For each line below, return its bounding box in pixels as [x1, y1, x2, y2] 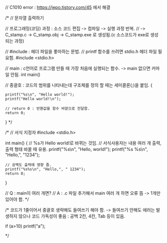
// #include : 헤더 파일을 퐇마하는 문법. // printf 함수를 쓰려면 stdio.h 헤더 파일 [5, 49, 157, 54]
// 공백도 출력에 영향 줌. [5, 162, 52, 167]
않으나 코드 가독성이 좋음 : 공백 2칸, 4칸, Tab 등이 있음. [18, 213, 126, 219]
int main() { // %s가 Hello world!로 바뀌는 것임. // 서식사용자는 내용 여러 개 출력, [5, 140, 162, 146]
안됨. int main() [10, 72, 41, 77]
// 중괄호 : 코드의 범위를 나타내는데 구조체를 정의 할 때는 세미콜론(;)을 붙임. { [5, 82, 153, 88]
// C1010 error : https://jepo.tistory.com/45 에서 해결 [5, 4, 111, 10]
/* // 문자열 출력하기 [5, 15, 44, 21]
